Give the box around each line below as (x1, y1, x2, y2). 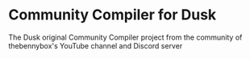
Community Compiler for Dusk (8, 6, 217, 24)
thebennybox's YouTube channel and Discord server (8, 40, 183, 50)
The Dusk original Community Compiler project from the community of (8, 32, 243, 42)
